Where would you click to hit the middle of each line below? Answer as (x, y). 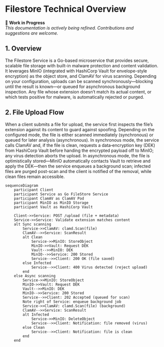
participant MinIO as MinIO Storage (51, 202)
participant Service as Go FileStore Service (61, 194)
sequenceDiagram (22, 185)
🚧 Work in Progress (25, 23)
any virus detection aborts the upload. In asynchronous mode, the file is (78, 155)
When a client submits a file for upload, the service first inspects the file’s (79, 124)
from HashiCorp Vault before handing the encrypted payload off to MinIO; (80, 150)
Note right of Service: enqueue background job (72, 302)
